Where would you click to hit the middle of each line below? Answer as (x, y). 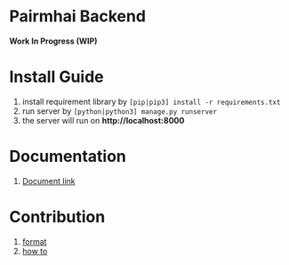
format (34, 241)
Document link (48, 181)
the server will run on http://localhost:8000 (103, 120)
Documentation (68, 157)
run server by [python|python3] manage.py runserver (120, 111)
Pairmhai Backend (78, 16)
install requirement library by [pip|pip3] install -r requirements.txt (151, 101)
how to (35, 251)
